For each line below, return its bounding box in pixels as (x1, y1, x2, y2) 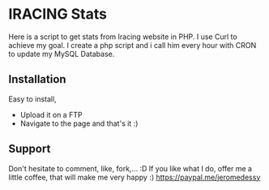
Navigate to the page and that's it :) (19, 119, 139, 128)
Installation (8, 72, 66, 86)
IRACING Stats (8, 5, 108, 24)
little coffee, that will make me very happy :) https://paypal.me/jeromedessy (8, 172, 261, 182)
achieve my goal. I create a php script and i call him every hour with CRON (8, 40, 257, 50)
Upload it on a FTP (19, 110, 83, 119)
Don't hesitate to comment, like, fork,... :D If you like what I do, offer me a (8, 163, 253, 173)
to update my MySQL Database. (8, 49, 115, 58)
